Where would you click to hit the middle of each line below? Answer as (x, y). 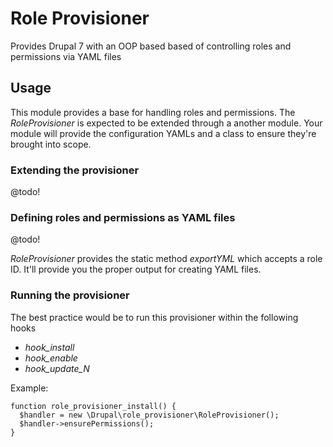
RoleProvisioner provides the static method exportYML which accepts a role (166, 259)
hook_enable (51, 358)
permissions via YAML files (66, 56)
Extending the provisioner (75, 170)
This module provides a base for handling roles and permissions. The (153, 112)
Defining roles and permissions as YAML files (123, 217)
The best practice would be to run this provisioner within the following (154, 317)
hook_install (49, 347)
